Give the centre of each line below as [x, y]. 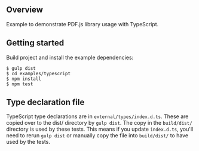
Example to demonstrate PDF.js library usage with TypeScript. [82, 24]
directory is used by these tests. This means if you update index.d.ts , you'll [100, 129]
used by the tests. [28, 142]
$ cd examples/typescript [38, 73]
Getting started [35, 43]
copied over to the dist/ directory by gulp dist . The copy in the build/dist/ [99, 123]
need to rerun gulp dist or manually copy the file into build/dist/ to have [97, 135]
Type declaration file [45, 102]
